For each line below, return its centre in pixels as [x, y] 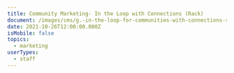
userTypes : [23, 53]
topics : [18, 40]
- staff [25, 59]
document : [22, 20]
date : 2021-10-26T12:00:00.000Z [54, 26]
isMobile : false [31, 33]
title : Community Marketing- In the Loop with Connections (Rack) [106, 14]
